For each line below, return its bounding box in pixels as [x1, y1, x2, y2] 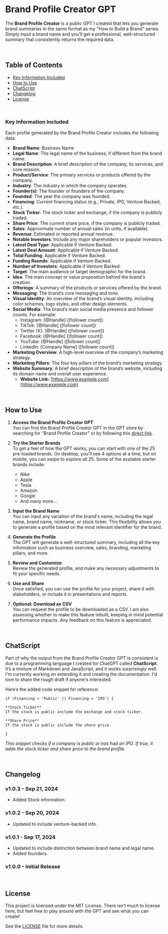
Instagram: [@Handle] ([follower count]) [20, 317, 103, 323]
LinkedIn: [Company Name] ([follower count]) [20, 344, 115, 350]
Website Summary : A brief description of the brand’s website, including [12, 365, 162, 371]
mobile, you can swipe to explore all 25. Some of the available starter [12, 456, 156, 462]
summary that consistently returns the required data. [5, 36, 115, 43]
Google [20, 492, 35, 499]
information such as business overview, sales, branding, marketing [12, 544, 151, 550]
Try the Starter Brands [12, 440, 61, 446]
